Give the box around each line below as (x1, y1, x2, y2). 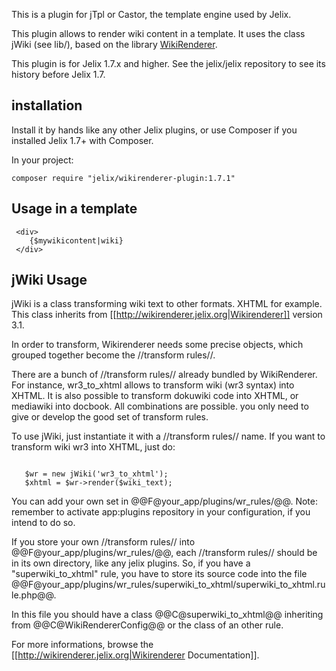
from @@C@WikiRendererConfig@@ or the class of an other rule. (11, 619, 284, 631)
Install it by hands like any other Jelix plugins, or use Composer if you (11, 124, 298, 136)
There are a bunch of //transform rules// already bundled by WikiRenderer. (11, 369, 318, 381)
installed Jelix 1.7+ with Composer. (11, 134, 154, 146)
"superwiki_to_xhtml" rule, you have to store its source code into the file (11, 568, 308, 580)
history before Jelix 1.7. (11, 69, 106, 80)
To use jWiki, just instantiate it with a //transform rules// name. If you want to (11, 430, 326, 443)
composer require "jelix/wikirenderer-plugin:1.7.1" (11, 173, 236, 183)
